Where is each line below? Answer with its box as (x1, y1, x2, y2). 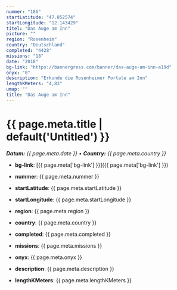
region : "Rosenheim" (6, 36, 58, 42)
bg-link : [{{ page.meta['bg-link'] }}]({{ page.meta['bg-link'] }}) (14, 161, 169, 169)
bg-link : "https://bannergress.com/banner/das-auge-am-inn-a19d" (6, 64, 172, 70)
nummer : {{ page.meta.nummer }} (14, 173, 100, 180)
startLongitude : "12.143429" (6, 20, 79, 26)
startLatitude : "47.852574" (6, 14, 76, 20)
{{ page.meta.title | (6, 117, 103, 131)
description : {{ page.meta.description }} (14, 265, 114, 272)
